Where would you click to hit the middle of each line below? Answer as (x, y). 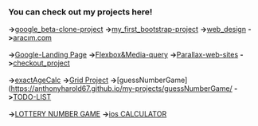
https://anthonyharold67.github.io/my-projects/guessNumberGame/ (121, 89)
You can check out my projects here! (80, 12)
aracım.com (32, 37)
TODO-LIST (32, 97)
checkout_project (41, 63)
